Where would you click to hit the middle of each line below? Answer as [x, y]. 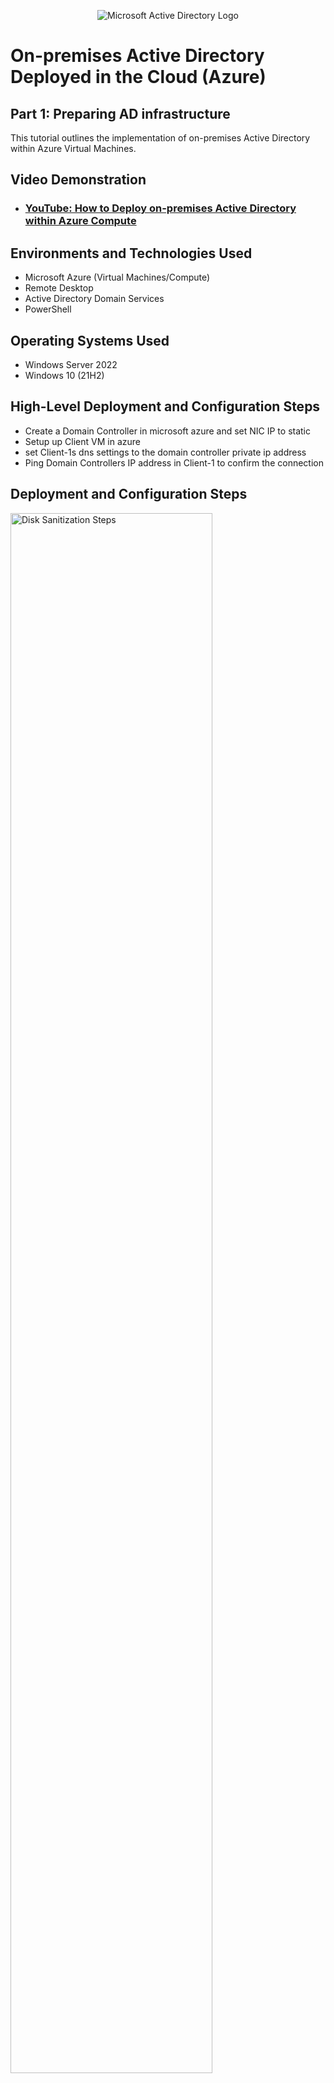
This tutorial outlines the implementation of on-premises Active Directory [160, 138]
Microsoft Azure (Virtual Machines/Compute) [117, 277]
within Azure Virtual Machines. [73, 148]
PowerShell [48, 309]
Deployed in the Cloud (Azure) [138, 77]
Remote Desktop [59, 288]
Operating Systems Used [90, 340]
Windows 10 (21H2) [64, 375]
